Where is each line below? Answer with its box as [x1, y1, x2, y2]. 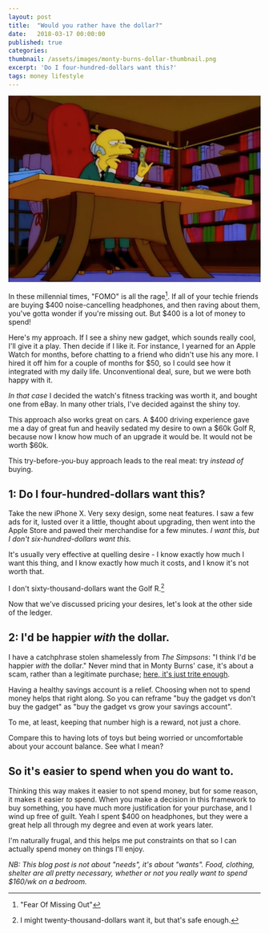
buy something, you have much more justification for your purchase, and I [8, 802, 252, 813]
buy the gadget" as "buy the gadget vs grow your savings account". [8, 701, 233, 711]
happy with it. [8, 375, 54, 385]
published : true [8, 38, 62, 46]
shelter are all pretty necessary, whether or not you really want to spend [8, 868, 248, 878]
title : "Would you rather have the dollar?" [8, 21, 163, 30]
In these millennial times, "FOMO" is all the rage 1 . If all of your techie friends [8, 289, 259, 301]
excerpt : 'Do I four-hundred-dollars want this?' [8, 64, 178, 72]
